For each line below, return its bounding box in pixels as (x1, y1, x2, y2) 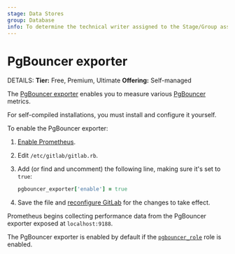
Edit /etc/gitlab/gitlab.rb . (17, 151, 99, 160)
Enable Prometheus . (17, 137, 76, 147)
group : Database (7, 17, 55, 24)
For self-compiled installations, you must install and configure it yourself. (7, 111, 217, 119)
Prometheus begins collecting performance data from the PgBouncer (7, 212, 206, 221)
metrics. (7, 97, 31, 105)
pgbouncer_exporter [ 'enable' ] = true (17, 186, 128, 193)
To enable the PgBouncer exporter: (7, 124, 108, 133)
